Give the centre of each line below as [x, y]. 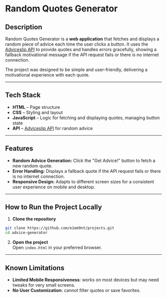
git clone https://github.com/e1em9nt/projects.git [60, 228]
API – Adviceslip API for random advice [52, 128]
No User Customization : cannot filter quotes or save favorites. [76, 290]
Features [19, 149]
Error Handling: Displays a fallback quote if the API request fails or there [86, 171]
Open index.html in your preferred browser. [57, 248]
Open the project [30, 242]
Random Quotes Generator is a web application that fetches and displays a [82, 39]
